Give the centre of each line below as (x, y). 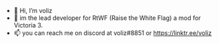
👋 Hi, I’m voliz (33, 11)
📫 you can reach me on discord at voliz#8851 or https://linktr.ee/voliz (113, 33)
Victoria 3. (28, 25)
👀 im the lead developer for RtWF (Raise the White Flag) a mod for (107, 18)
